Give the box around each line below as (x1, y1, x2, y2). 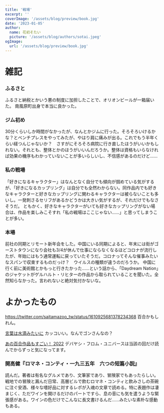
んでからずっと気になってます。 (5, 346, 68, 353)
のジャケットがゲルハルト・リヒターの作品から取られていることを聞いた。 (5, 271, 155, 277)
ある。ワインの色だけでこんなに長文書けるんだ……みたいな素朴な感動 (18, 397, 158, 403)
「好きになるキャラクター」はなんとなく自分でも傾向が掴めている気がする (5, 178, 155, 184)
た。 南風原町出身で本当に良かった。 (5, 103, 79, 109)
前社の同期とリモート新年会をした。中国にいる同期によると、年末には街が (5, 241, 155, 246)
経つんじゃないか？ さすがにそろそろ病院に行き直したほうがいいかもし (13, 141, 159, 147)
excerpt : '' (5, 12, 29, 17)
